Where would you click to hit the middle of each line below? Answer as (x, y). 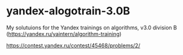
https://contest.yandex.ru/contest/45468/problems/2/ (73, 45)
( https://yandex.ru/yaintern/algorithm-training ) (64, 33)
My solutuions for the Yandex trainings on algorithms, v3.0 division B (91, 27)
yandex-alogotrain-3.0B (68, 11)
